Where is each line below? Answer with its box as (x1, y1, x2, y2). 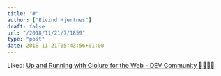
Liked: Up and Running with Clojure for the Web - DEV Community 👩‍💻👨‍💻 (7, 61, 215, 69)
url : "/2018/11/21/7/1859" (7, 29, 86, 37)
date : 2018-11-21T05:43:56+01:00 (7, 42, 105, 49)
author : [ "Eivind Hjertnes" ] (7, 17, 92, 23)
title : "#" (7, 10, 39, 17)
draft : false (7, 23, 45, 30)
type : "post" (7, 36, 45, 43)
